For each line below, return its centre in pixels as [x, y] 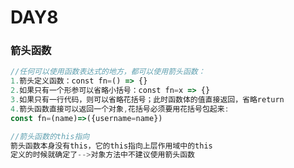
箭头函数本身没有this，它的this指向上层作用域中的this [111, 146]
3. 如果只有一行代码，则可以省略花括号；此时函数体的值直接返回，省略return [147, 100]
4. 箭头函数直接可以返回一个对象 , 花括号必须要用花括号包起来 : [120, 109]
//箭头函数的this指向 [50, 136]
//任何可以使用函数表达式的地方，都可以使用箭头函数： [108, 72]
